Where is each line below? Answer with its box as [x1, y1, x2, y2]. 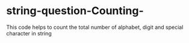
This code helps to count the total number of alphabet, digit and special [6, 24, 184, 31]
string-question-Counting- [6, 4, 144, 18]
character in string [6, 29, 52, 37]
